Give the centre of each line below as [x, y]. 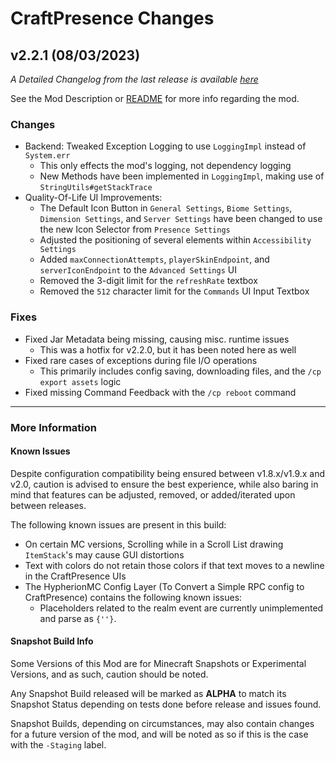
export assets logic [80, 381]
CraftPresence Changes [112, 18]
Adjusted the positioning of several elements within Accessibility [175, 240]
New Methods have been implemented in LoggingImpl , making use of [182, 176]
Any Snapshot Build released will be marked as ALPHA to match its [148, 693]
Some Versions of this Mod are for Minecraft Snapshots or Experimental [158, 663]
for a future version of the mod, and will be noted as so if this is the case [159, 734]
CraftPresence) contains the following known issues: [133, 597]
